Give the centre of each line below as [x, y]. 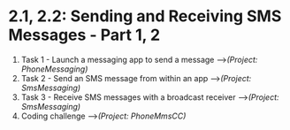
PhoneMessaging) [54, 69]
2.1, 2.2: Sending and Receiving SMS [145, 16]
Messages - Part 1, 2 [84, 35]
